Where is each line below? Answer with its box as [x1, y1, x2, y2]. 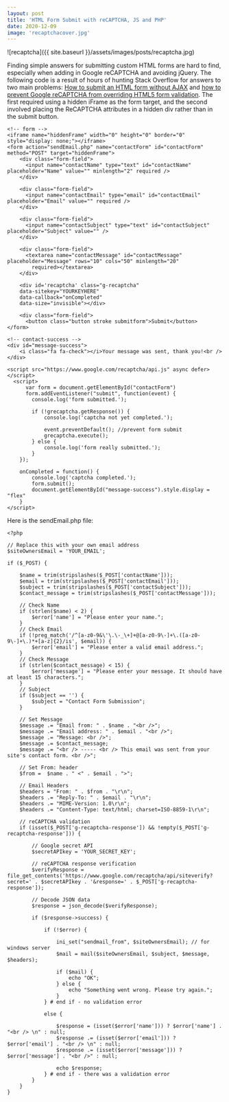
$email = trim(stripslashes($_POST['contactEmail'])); [19, 578, 180, 585]
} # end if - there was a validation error [43, 1071, 170, 1078]
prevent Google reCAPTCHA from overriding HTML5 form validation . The [7, 91, 213, 99]
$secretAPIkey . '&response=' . [40, 879, 134, 886]
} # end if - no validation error [43, 999, 143, 1006]
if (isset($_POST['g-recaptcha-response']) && [19, 824, 155, 831]
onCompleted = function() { [19, 469, 99, 475]
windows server [7, 945, 51, 952]
